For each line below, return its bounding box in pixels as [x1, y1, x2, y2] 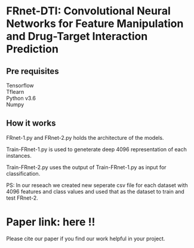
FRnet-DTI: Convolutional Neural [6, 4, 171, 18]
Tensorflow [6, 82, 34, 89]
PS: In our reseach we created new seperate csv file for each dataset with [6, 181, 188, 189]
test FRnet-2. [6, 194, 39, 201]
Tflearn [6, 88, 24, 95]
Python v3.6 [6, 94, 36, 102]
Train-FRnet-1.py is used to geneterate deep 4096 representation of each [6, 145, 187, 153]
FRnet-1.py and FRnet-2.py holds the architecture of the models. [6, 134, 164, 141]
